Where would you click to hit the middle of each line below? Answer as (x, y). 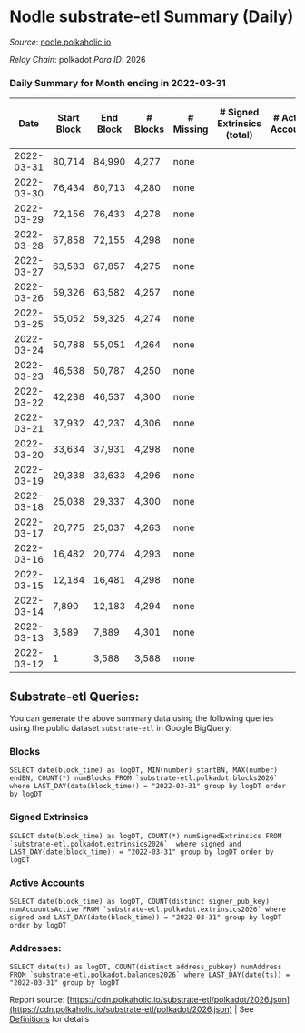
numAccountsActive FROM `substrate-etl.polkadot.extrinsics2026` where (148, 909)
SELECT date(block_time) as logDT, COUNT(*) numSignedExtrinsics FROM (146, 836)
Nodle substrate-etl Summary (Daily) (152, 17)
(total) (239, 135)
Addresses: (35, 948)
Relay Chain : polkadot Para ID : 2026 (78, 59)
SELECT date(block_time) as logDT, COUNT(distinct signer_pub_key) (140, 901)
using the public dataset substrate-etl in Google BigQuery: (121, 728)
